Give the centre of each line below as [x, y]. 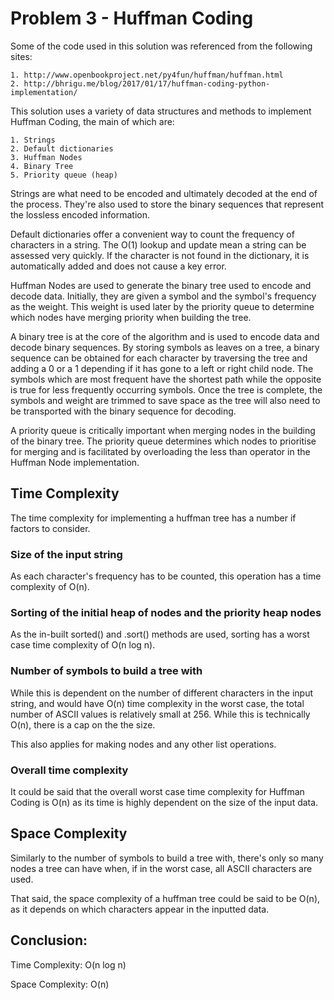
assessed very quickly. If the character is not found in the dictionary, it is [160, 255]
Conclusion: [49, 940]
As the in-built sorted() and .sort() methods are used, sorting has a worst [160, 634]
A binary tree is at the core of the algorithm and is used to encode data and [165, 336]
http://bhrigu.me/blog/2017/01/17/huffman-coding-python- [147, 83]
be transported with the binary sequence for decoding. [123, 411]
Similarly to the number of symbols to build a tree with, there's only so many [167, 858]
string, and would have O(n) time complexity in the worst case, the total [157, 703]
